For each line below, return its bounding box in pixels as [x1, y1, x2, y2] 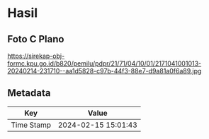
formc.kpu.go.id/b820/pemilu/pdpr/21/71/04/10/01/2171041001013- [7, 59, 202, 68]
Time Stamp [11, 120, 52, 130]
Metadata [7, 87, 51, 99]
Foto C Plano [7, 33, 64, 45]
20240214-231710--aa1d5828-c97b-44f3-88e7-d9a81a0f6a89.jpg [7, 67, 202, 75]
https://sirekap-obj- [7, 52, 65, 60]
